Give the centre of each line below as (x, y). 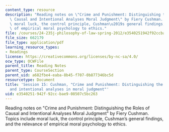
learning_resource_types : (32, 47)
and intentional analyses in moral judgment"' (59, 89)
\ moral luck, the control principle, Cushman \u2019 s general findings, (88, 24)
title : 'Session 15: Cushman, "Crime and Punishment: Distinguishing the (84, 84)
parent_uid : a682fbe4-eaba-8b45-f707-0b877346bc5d (59, 75)
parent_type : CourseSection (35, 71)
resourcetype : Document (30, 80)
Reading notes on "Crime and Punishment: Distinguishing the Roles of (77, 108)
